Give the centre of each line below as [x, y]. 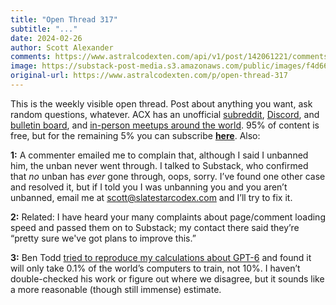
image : [24, 66]
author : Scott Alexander [62, 47]
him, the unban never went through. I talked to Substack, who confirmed [159, 165]
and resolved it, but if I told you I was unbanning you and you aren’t [149, 187]
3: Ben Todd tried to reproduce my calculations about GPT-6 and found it [161, 257]
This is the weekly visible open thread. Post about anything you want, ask [161, 103]
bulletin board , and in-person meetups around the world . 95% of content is [165, 125]
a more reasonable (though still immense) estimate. [116, 289]
